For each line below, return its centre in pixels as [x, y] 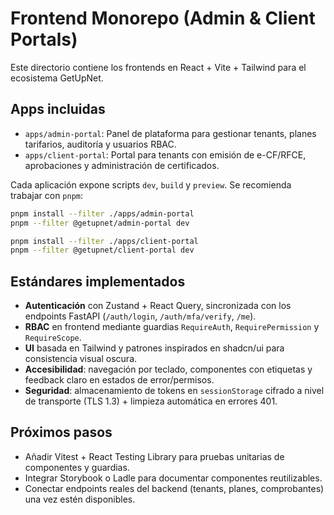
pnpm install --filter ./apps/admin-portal [102, 213]
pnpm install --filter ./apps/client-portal [104, 241]
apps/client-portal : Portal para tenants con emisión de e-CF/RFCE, [165, 154]
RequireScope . [53, 338]
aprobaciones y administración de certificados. [122, 165]
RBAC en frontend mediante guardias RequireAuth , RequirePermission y [172, 327]
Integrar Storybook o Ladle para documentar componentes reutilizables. [173, 478]
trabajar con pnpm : [47, 195]
